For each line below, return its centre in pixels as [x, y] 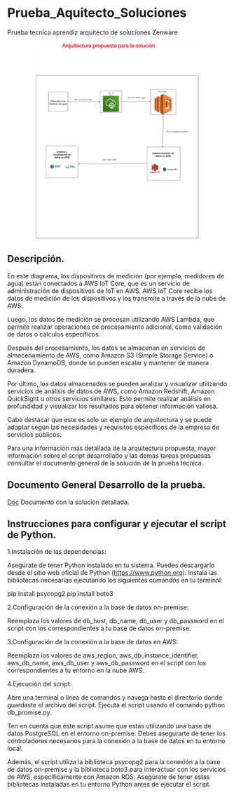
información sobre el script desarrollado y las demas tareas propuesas [109, 455]
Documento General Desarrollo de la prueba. [106, 485]
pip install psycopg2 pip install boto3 [60, 594]
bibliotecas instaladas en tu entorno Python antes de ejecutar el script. [109, 784]
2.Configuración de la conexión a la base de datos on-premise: [98, 607]
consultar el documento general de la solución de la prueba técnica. [105, 463]
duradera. [21, 370]
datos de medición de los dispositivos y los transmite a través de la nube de [117, 298]
